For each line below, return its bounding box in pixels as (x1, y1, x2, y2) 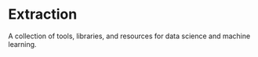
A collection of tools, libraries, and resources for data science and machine (8, 31, 251, 41)
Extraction (8, 5, 78, 23)
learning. (8, 39, 37, 48)
